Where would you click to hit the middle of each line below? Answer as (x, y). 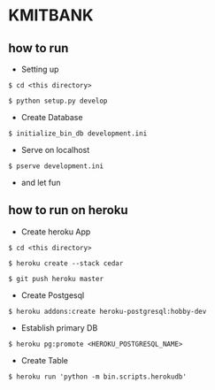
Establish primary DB (59, 327)
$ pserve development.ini (56, 166)
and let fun (41, 183)
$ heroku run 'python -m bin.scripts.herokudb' (98, 377)
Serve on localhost (55, 150)
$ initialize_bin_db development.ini (78, 134)
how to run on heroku (69, 210)
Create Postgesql (53, 295)
